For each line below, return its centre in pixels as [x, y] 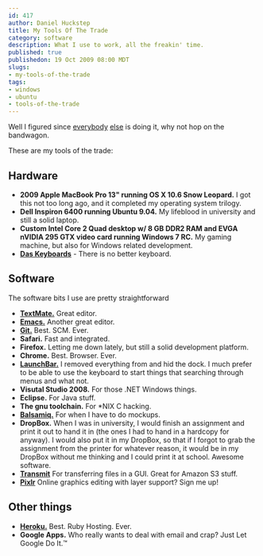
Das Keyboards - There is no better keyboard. [96, 253]
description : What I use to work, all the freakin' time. [106, 45]
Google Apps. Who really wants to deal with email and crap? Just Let [133, 535]
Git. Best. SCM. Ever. [54, 330]
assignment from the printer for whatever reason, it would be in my [129, 448]
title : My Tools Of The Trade [58, 30]
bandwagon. [29, 135]
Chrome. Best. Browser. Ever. [68, 355]
